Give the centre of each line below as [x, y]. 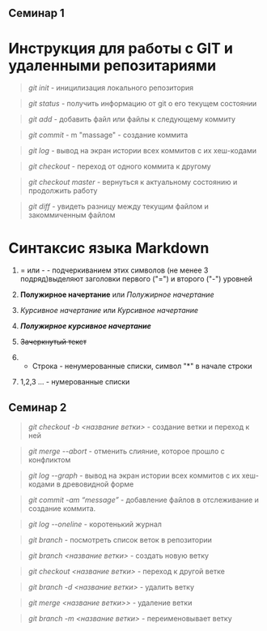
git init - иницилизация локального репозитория [111, 88]
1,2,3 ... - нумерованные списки [75, 382]
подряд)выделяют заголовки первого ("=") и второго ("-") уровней [136, 279]
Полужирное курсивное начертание [85, 326]
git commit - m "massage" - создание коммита [108, 135]
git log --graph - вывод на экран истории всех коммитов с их [134, 476]
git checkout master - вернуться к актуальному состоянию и [133, 182]
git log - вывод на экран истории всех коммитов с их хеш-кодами [142, 151]
